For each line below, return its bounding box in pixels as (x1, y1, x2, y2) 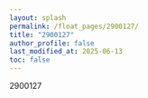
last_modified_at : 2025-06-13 (9, 47, 124, 56)
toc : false (9, 55, 51, 64)
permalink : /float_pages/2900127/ (9, 22, 140, 31)
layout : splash (9, 13, 67, 23)
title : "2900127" (9, 30, 75, 39)
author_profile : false (9, 38, 95, 48)
